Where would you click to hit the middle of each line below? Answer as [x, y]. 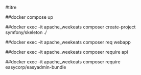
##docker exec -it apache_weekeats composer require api [67, 52]
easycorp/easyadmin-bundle [36, 67]
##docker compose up [29, 17]
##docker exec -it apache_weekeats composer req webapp [68, 42]
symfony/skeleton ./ [26, 32]
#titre [11, 7]
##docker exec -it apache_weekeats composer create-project [70, 27]
